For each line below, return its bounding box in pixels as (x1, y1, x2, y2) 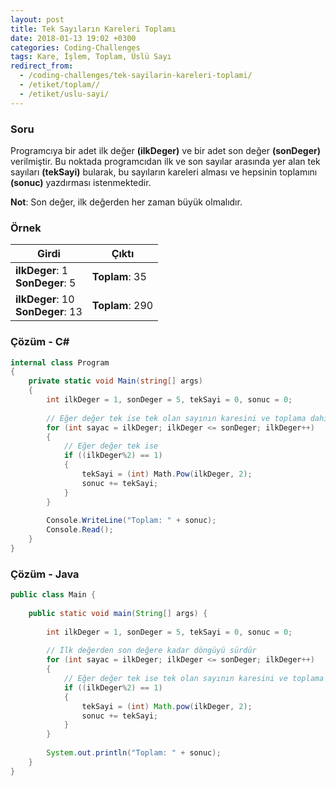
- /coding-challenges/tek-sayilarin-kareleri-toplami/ (19, 71, 253, 81)
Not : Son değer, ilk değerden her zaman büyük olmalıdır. (10, 196, 243, 208)
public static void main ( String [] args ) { (28, 608, 208, 618)
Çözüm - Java (10, 567, 80, 581)
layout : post (10, 14, 65, 25)
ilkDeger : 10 (15, 292, 75, 306)
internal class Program (10, 357, 110, 368)
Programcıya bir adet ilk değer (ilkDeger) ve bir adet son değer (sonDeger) (10, 144, 321, 156)
